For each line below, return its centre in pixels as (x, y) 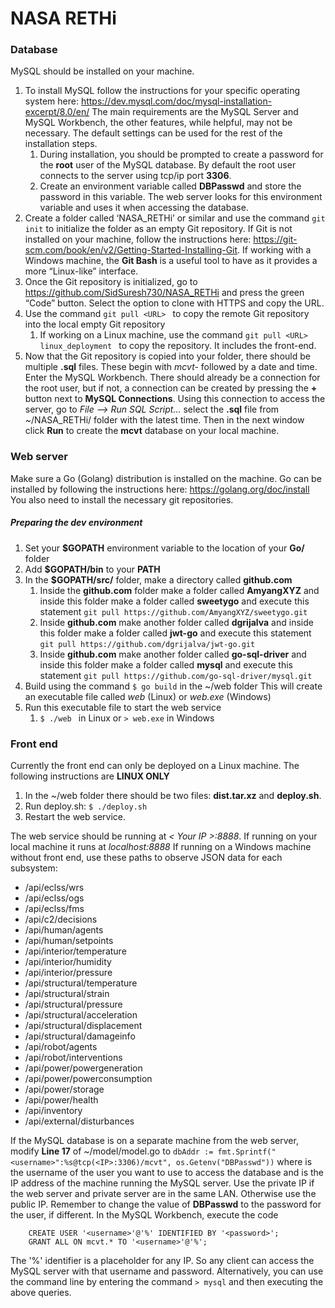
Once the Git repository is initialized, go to (111, 282)
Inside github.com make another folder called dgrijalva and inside (176, 622)
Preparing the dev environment (76, 523)
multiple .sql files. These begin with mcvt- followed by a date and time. (171, 367)
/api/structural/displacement (83, 1026)
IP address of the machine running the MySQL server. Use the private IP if (162, 1183)
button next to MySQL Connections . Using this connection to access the (175, 399)
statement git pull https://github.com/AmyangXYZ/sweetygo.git (173, 611)
